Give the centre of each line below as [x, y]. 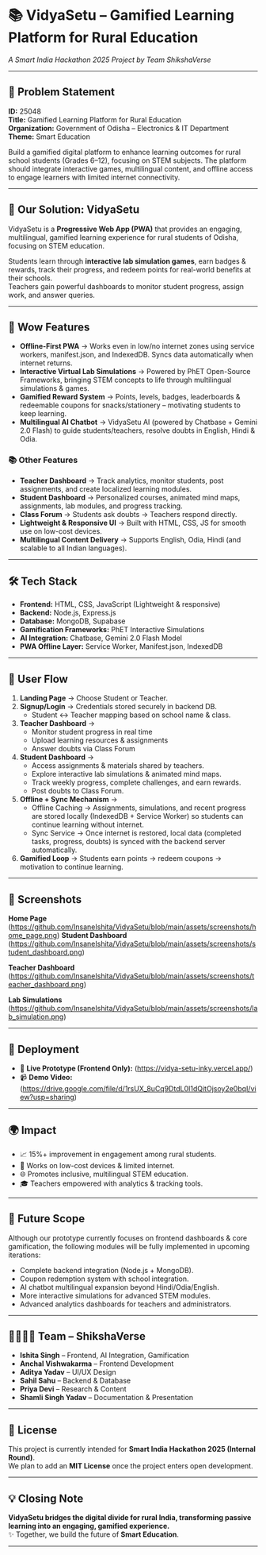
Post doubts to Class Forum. [78, 791]
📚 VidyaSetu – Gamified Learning [122, 15]
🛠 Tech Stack [43, 582]
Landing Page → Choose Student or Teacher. [94, 698]
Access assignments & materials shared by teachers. [118, 766]
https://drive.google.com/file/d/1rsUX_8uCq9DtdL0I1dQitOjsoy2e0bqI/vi [139, 1088]
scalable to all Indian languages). [73, 548]
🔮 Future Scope [47, 1219]
